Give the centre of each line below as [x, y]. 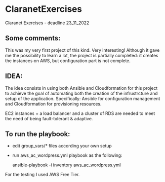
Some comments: [33, 38]
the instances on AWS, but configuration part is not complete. [68, 61]
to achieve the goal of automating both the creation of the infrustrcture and [82, 93]
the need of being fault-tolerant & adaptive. [49, 118]
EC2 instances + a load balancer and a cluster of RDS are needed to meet [80, 113]
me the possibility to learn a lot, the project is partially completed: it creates [82, 55]
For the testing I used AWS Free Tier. [42, 175]
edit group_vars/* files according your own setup [62, 146]
